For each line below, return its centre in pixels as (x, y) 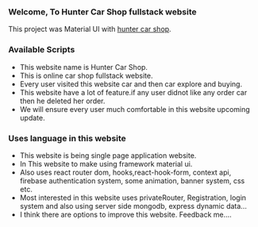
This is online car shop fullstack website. (86, 75)
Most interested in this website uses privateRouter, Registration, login (133, 198)
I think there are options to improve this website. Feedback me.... (125, 214)
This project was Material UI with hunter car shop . (90, 29)
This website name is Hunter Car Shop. (84, 67)
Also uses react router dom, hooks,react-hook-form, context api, (125, 172)
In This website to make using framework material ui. (106, 164)
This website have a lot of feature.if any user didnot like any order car (133, 92)
